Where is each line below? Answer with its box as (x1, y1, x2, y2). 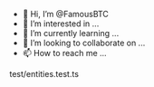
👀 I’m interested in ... (22, 18, 100, 29)
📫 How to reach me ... (22, 48, 107, 58)
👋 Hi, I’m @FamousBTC (22, 9, 109, 19)
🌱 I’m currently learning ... (22, 28, 120, 38)
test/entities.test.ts (9, 69, 80, 79)
